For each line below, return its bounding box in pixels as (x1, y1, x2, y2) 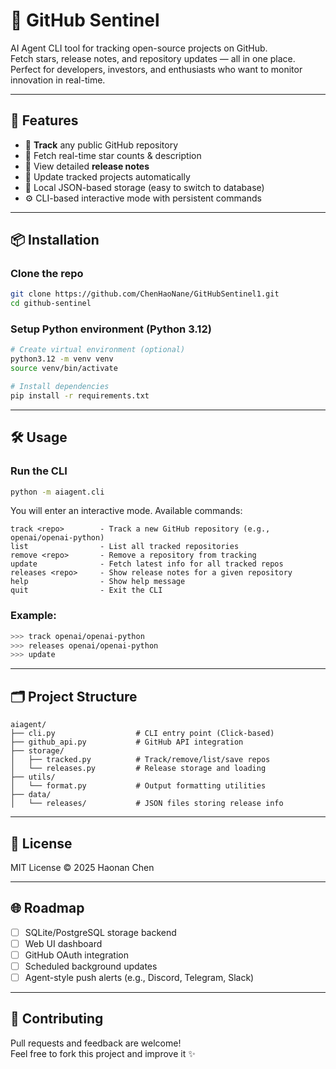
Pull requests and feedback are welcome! (10, 1037, 182, 1049)
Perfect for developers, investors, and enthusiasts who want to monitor (10, 63, 303, 75)
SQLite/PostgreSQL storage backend (24, 926, 177, 938)
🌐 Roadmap (10, 900, 85, 917)
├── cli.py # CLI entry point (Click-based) (10, 729, 275, 739)
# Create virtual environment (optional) (10, 345, 186, 355)
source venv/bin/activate (10, 364, 118, 374)
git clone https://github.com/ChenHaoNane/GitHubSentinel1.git (10, 289, 280, 299)
